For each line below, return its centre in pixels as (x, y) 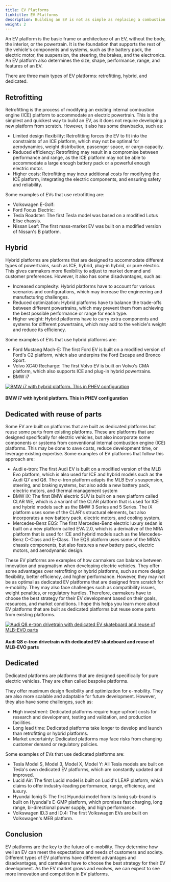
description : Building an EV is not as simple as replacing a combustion (86, 19)
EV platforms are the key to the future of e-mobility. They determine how (82, 847)
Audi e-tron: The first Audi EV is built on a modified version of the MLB (87, 469)
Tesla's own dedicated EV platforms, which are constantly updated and (88, 769)
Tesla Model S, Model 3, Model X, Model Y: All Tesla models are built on (88, 764)
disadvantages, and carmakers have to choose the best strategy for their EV (86, 863)
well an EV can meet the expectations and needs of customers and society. (84, 852)
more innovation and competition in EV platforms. (57, 874)
